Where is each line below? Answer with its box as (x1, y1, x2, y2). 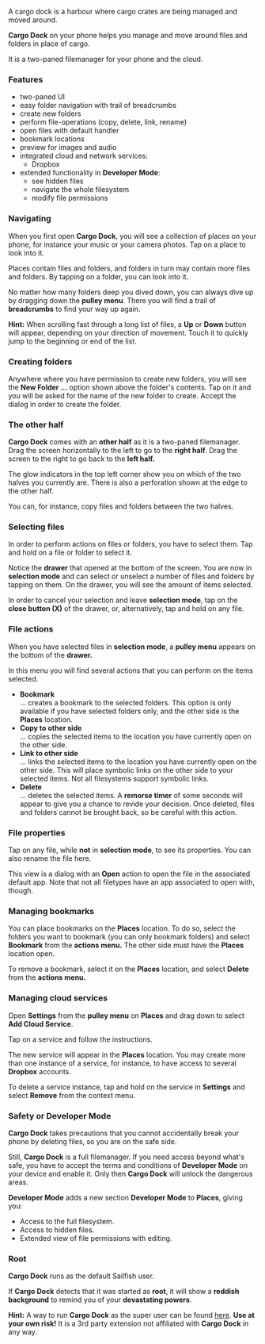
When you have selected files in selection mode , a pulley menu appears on (8, 642, 256, 651)
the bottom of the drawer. (8, 650, 93, 659)
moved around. (8, 15, 58, 25)
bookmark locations (19, 134, 85, 144)
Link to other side (19, 748, 79, 758)
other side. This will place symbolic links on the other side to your (19, 765, 233, 774)
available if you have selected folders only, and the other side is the (19, 706, 240, 716)
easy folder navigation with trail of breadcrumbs (19, 101, 176, 110)
